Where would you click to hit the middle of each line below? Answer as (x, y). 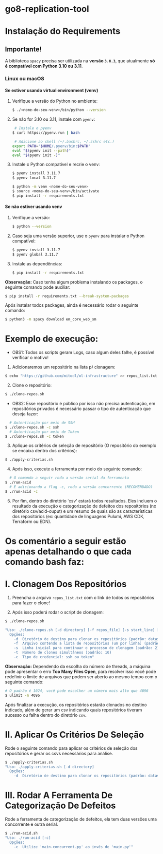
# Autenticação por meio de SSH (42, 423)
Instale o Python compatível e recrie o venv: (56, 165)
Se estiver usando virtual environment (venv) (52, 90)
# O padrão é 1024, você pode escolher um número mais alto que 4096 (77, 691)
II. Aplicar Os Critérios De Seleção (74, 734)
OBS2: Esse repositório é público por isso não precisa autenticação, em (84, 403)
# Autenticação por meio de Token (44, 432)
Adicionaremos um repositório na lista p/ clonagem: (64, 367)
